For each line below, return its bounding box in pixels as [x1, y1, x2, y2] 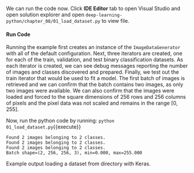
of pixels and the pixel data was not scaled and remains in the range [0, [6, 99, 178, 107]
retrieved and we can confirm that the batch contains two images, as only [6, 81, 183, 88]
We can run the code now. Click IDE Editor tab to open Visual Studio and [6, 5, 181, 12]
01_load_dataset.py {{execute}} [6, 123, 81, 130]
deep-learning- [85, 12, 123, 18]
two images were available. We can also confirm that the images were [6, 87, 175, 94]
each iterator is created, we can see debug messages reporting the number [6, 63, 188, 70]
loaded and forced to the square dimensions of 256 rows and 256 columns [6, 94, 186, 101]
